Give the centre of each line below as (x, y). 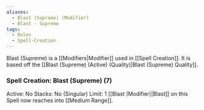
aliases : (18, 12)
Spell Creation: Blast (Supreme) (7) (59, 81)
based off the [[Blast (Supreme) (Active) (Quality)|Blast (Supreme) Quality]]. (102, 65)
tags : (13, 29)
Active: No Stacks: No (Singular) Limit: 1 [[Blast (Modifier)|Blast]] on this (97, 94)
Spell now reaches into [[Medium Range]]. (60, 100)
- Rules (22, 35)
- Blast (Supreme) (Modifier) (50, 18)
